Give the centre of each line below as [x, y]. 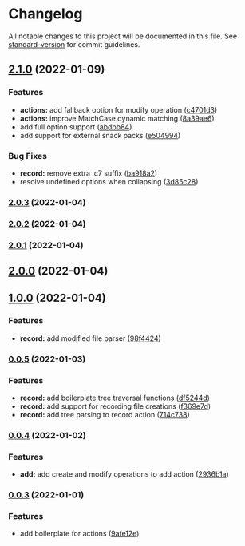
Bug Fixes [28, 156]
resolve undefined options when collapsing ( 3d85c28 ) [109, 181]
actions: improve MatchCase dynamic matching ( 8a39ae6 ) [117, 118]
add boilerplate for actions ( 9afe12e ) [79, 534]
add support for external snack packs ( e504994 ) [100, 135]
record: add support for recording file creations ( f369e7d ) [115, 406]
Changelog [45, 14]
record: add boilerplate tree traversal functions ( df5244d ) [115, 398]
